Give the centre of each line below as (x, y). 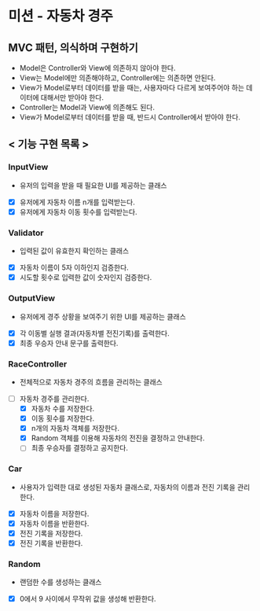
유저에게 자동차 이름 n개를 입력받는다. (77, 202)
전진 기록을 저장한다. (51, 533)
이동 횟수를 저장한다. (63, 418)
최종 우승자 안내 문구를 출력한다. (69, 343)
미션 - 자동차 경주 (61, 16)
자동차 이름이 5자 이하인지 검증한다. (74, 267)
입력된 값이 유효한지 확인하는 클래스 (74, 251)
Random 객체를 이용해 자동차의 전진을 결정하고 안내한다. (118, 438)
